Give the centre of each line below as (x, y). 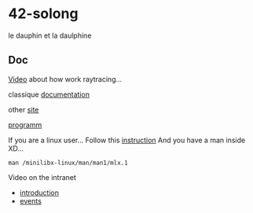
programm (25, 125)
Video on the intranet (42, 177)
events (30, 200)
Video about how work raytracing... (65, 79)
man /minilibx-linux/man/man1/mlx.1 (68, 163)
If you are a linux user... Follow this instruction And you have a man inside (127, 140)
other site (24, 109)
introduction (39, 193)
